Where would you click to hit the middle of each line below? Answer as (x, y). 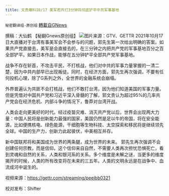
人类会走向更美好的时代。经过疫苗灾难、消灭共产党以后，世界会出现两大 (80, 112)
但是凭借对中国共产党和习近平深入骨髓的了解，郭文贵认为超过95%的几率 (80, 95)
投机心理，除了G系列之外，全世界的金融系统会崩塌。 (64, 78)
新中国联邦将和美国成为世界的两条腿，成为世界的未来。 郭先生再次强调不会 (83, 141)
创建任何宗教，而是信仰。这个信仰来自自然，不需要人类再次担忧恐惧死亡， (82, 148)
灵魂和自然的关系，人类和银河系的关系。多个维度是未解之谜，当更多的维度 (87, 154)
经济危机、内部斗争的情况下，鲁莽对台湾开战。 (71, 101)
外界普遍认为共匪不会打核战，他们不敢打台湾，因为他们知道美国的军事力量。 (84, 88)
